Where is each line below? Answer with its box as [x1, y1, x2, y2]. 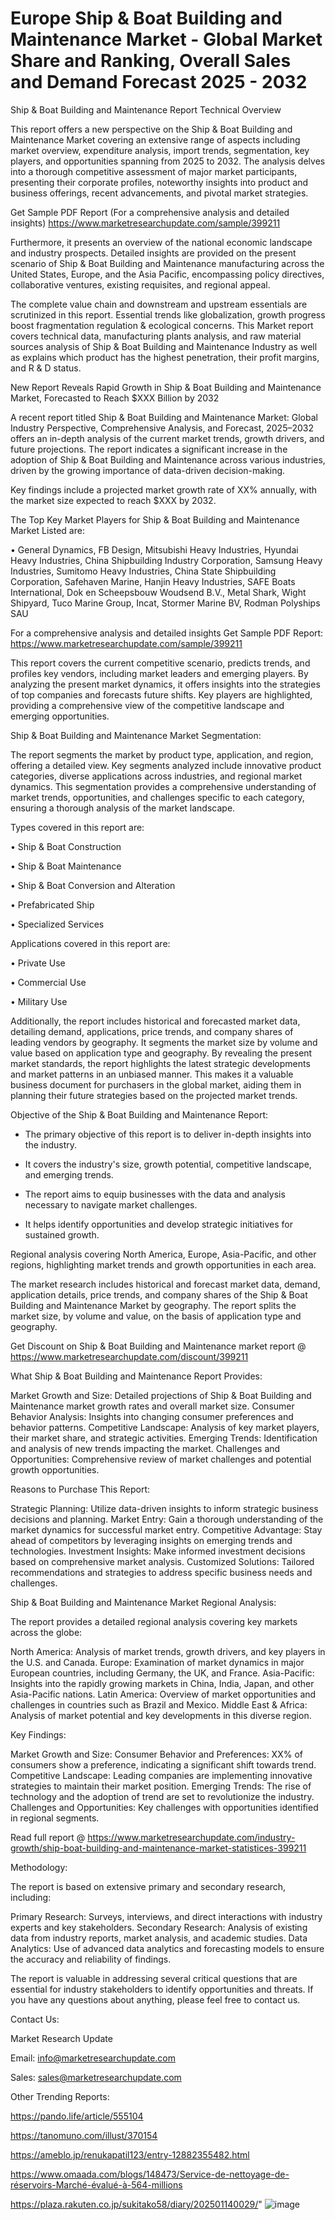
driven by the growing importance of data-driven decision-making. [10, 464, 286, 476]
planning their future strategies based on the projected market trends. [10, 1089, 298, 1101]
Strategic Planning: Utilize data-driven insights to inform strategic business [10, 1502, 319, 1514]
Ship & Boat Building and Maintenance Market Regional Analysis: [10, 1596, 277, 1608]
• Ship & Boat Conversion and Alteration [10, 879, 176, 891]
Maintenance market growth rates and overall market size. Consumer [10, 1400, 295, 1412]
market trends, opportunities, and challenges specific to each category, [10, 791, 305, 803]
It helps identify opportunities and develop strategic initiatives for [24, 1218, 293, 1230]
